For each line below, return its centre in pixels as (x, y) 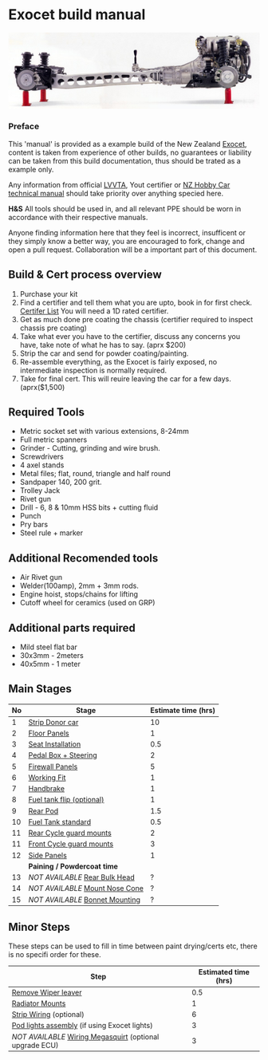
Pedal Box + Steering (63, 755)
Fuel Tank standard (60, 822)
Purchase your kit (49, 294)
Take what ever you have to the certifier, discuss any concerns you (130, 336)
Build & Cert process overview (85, 275)
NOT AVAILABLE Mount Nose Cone (86, 889)
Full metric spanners (53, 439)
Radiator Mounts (39, 1003)
